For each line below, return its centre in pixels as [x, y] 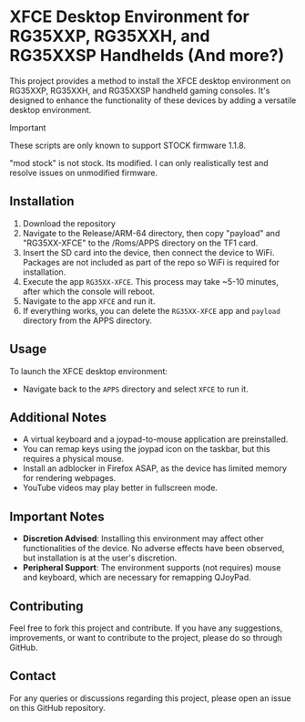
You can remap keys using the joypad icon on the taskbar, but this [146, 449]
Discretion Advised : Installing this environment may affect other [143, 539]
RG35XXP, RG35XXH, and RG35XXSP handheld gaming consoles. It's [140, 90]
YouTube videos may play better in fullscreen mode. [120, 488]
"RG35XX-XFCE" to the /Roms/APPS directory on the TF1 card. [140, 243]
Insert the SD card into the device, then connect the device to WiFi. [148, 252]
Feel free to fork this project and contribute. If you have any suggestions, [146, 628]
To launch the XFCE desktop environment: [89, 371]
